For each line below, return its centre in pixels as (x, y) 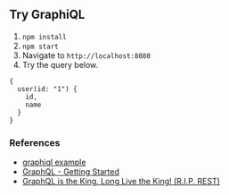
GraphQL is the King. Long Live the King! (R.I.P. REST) (121, 182)
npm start (41, 47)
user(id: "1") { (47, 89)
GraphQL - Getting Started (71, 172)
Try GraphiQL (47, 15)
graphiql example (54, 162)
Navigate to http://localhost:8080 (86, 55)
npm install (44, 37)
